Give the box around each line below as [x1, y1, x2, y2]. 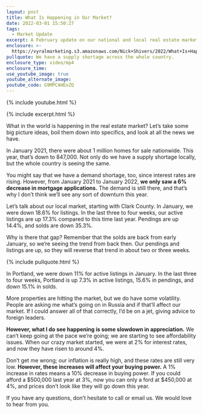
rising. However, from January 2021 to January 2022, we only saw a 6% [6, 178, 187, 185]
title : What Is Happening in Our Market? [6, 15, 112, 21]
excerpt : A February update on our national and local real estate [6, 37, 180, 43]
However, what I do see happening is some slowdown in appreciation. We [6, 326, 195, 333]
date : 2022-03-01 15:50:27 [6, 20, 74, 26]
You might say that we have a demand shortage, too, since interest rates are [6, 172, 196, 179]
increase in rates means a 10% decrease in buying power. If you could [6, 370, 181, 376]
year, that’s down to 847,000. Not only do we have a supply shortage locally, [6, 153, 196, 161]
